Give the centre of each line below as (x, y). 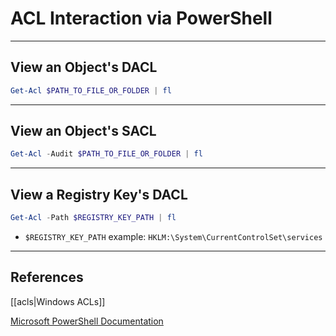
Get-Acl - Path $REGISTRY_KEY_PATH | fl (93, 218)
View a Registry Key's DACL (99, 194)
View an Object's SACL (83, 131)
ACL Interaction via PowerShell (141, 18)
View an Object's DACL (84, 67)
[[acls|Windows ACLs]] (58, 301)
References (47, 277)
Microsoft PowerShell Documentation (87, 321)
